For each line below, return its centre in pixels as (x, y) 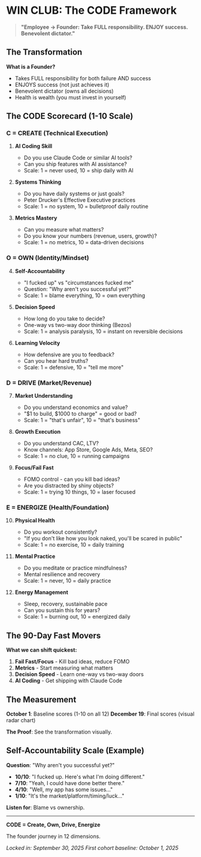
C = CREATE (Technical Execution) (57, 134)
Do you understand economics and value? (76, 407)
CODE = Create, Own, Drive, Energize (53, 825)
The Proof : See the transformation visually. (59, 732)
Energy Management (42, 592)
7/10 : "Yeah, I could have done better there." (70, 783)
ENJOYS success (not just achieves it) (62, 84)
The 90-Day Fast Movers (54, 635)
